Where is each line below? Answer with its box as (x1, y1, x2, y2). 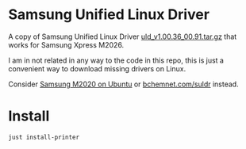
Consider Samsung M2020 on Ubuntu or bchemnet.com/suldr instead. (8, 79, 240, 89)
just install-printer (8, 133, 80, 141)
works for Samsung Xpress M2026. (8, 40, 125, 49)
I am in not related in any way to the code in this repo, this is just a (8, 55, 225, 65)
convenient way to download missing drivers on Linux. (8, 63, 186, 73)
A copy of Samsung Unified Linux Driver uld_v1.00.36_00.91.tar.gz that (8, 32, 237, 41)
